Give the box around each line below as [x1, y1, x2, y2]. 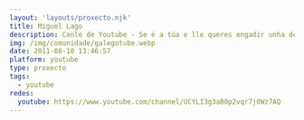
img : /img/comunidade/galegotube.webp [9, 38, 156, 48]
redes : [9, 88, 34, 97]
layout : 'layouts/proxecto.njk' [9, 13, 131, 23]
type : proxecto [9, 64, 67, 73]
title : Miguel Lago [9, 22, 83, 31]
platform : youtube [9, 55, 79, 64]
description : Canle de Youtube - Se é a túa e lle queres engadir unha [9, 30, 285, 39]
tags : [9, 72, 30, 81]
